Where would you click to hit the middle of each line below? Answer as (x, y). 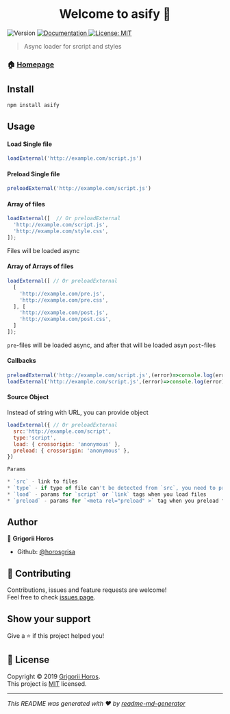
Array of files (26, 204)
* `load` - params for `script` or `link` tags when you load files (107, 494)
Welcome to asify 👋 (115, 14)
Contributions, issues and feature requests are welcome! (87, 590)
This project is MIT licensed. (47, 683)
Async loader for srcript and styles (73, 46)
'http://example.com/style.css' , (61, 231)
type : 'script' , (35, 438)
